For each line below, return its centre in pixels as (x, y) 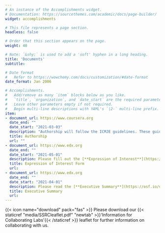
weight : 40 (16, 46)
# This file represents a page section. (47, 28)
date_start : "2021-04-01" (36, 182)
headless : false (22, 32)
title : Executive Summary (36, 191)
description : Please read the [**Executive (55, 187)
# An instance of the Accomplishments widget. (54, 10)
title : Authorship (28, 136)
